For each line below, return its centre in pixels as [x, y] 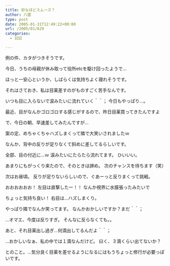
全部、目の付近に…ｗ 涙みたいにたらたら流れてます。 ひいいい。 [73, 155]
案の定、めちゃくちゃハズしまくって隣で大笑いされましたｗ [67, 133]
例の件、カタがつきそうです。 [36, 58]
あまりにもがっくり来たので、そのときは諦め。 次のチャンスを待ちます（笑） [86, 165]
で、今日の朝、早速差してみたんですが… [47, 122]
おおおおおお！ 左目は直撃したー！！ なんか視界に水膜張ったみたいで [78, 187]
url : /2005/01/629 [25, 29]
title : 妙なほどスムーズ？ [30, 10]
